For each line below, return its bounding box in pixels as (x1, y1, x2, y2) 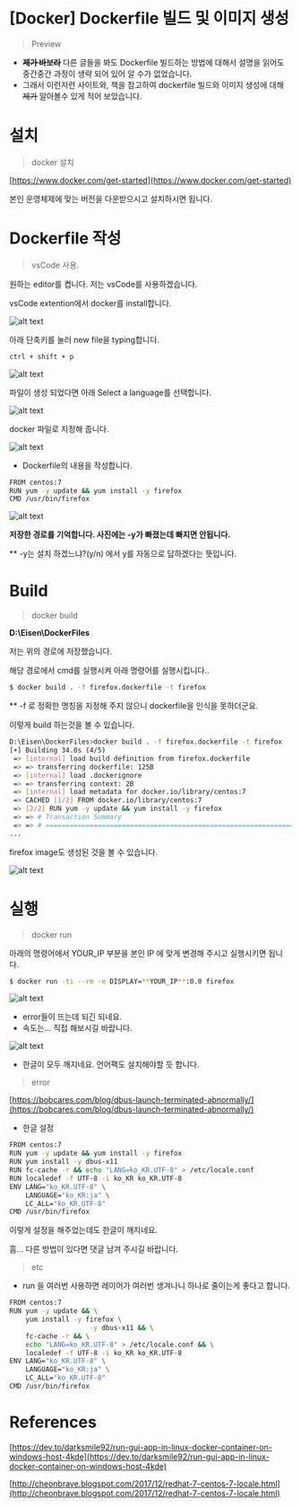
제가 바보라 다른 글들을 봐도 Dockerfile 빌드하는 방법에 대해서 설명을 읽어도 (21, 57, 285, 67)
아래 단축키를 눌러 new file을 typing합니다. (9, 334, 159, 345)
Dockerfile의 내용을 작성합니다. (21, 460, 133, 471)
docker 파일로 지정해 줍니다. (9, 423, 109, 434)
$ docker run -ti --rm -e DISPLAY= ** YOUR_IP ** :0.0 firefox (9, 976, 235, 986)
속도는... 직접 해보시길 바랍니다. (21, 1023, 133, 1034)
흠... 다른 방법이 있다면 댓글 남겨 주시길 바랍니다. (9, 1244, 179, 1255)
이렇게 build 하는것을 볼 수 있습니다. (9, 719, 135, 730)
